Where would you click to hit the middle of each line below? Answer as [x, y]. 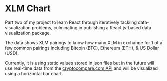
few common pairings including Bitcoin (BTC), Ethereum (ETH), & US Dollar [82, 48]
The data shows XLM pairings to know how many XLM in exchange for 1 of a [84, 42]
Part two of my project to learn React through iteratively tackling [71, 22]
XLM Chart [28, 9]
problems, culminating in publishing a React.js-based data [91, 27]
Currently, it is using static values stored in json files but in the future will [80, 63]
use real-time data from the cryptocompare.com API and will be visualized [82, 68]
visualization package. [28, 33]
